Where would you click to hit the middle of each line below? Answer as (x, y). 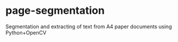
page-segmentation (55, 11)
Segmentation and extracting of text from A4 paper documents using (89, 26)
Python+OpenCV (26, 32)
